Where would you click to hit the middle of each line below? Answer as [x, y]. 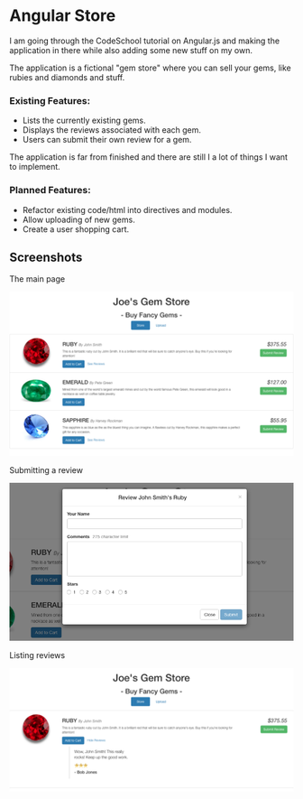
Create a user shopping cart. [76, 229]
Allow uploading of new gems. [78, 219]
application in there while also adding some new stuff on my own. [131, 50]
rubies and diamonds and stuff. [67, 77]
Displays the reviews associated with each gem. [111, 130]
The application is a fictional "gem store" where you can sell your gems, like [150, 68]
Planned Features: [50, 190]
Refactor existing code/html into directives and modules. [127, 209]
